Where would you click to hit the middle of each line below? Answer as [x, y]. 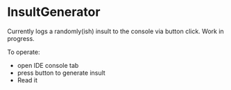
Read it [27, 80]
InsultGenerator [54, 12]
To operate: [24, 52]
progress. [21, 38]
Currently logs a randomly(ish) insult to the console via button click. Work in [115, 31]
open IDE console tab [48, 65]
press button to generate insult [61, 73]
